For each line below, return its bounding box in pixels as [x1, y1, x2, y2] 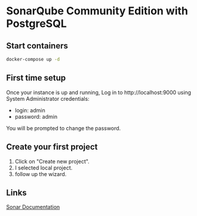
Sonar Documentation [6, 203, 60, 211]
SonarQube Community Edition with [6, 4, 189, 18]
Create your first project [6, 142, 98, 152]
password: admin [14, 113, 58, 120]
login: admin [14, 106, 46, 114]
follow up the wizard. [14, 170, 67, 177]
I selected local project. [14, 164, 73, 171]
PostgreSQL [6, 17, 67, 30]
